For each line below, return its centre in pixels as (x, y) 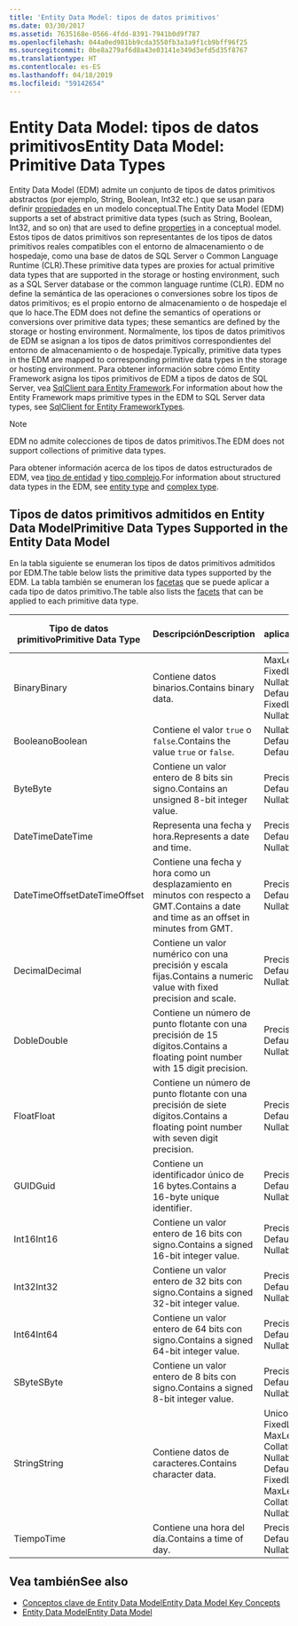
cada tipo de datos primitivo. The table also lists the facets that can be (136, 592)
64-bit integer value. (196, 1352)
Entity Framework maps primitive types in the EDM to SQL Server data (137, 397)
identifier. (172, 1208)
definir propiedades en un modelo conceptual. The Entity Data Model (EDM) (147, 209)
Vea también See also (69, 1581)
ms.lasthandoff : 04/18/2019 (61, 75)
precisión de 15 (185, 1035)
